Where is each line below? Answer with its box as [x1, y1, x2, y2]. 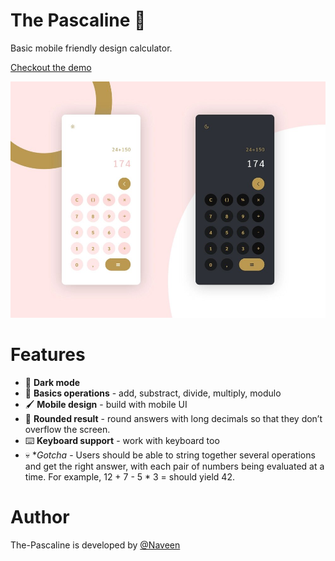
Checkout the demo [10, 61, 92, 73]
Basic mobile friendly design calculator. [10, 42, 173, 54]
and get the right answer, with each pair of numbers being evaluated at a [24, 460, 325, 472]
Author [10, 506, 70, 529]
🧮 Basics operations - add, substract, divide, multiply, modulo [24, 387, 282, 399]
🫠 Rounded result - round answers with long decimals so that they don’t [24, 412, 323, 424]
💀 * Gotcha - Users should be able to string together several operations [24, 449, 316, 461]
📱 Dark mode [24, 376, 81, 388]
